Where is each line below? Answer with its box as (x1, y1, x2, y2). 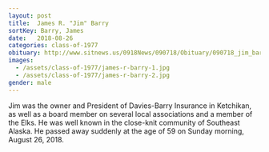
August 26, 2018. (8, 134, 64, 144)
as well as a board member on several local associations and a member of (8, 109, 253, 118)
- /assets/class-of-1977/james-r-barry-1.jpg (15, 64, 171, 72)
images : (8, 57, 34, 65)
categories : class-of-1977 (8, 42, 98, 50)
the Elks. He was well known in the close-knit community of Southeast (8, 118, 240, 127)
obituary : (8, 49, 42, 57)
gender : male (8, 78, 52, 86)
